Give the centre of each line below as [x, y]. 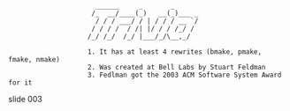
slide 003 [26, 99]
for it [20, 83]
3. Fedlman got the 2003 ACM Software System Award [184, 75]
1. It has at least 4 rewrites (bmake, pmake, [175, 52]
